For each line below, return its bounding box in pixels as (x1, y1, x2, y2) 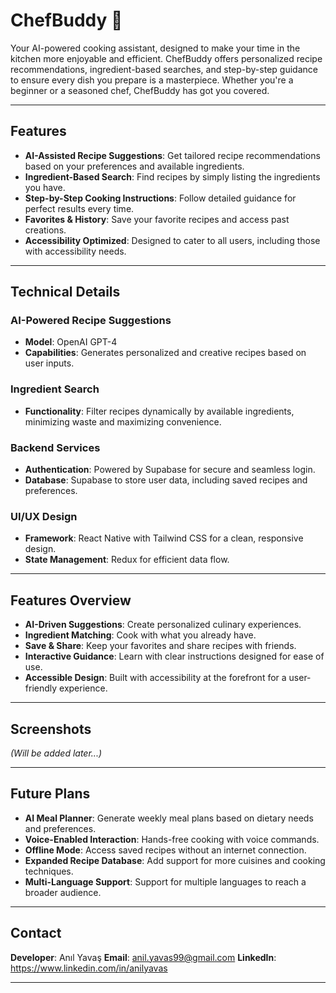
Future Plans (10, 785, 91, 803)
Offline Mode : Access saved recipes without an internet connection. (24, 844, 307, 856)
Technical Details (10, 284, 121, 301)
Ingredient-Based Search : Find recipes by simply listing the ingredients (24, 170, 321, 183)
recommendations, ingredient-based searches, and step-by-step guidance (10, 63, 318, 75)
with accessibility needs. (24, 245, 127, 257)
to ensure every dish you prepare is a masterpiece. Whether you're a (10, 74, 294, 86)
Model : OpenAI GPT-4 (24, 336, 118, 348)
